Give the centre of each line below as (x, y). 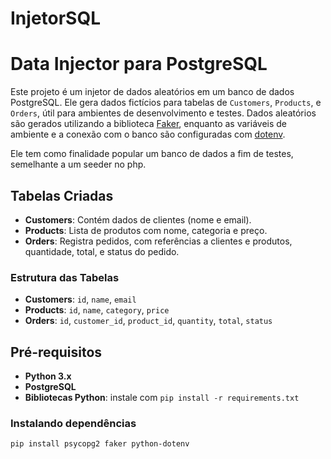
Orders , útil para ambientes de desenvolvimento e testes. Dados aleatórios (163, 113)
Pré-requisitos (56, 352)
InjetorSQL (56, 18)
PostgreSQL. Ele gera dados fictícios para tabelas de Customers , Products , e (166, 103)
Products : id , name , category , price (97, 310)
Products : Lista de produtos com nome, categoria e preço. (146, 230)
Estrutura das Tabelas (65, 277)
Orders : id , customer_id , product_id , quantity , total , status (148, 321)
